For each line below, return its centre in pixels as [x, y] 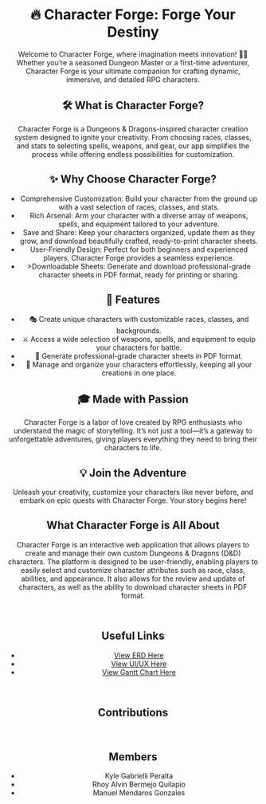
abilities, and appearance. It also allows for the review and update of [133, 578]
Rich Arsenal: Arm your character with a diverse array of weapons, [139, 215]
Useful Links [133, 636]
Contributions [133, 713]
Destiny [133, 32]
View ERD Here [139, 655]
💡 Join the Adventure [133, 473]
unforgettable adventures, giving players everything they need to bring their [133, 439]
